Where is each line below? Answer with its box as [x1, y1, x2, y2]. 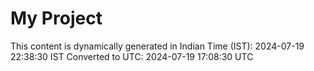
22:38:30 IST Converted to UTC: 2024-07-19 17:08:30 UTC [10, 50, 254, 62]
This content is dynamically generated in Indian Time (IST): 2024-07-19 [10, 40, 305, 52]
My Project [10, 7, 103, 30]
